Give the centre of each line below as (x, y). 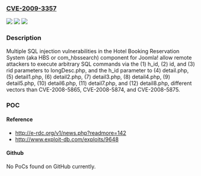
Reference (20, 119)
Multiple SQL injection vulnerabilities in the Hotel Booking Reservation (93, 51)
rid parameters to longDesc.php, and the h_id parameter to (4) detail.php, (97, 70)
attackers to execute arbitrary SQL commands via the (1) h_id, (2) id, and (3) (101, 64)
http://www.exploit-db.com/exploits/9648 (67, 139)
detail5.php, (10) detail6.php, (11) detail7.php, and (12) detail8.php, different (99, 83)
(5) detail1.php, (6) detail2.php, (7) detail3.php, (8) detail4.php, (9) (88, 77)
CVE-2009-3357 (31, 8)
